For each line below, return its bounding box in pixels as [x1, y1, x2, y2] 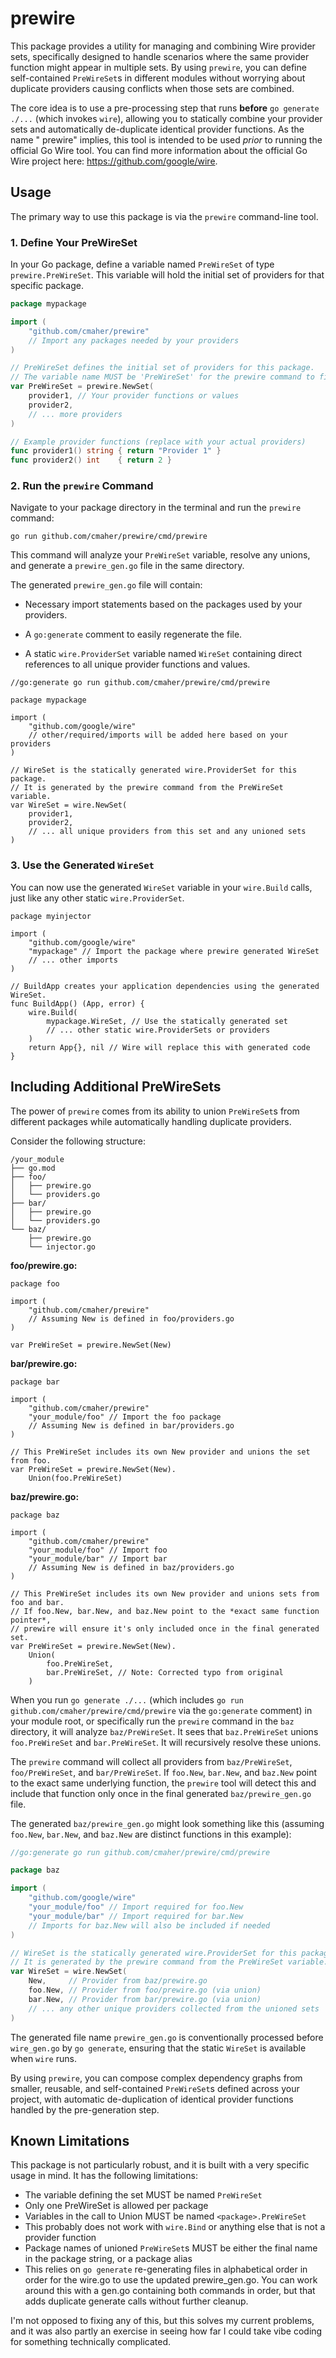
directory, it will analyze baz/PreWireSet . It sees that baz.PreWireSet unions [10, 1725, 319, 1737]
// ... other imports [28, 955, 118, 965]
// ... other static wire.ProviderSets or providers [46, 1025, 271, 1035]
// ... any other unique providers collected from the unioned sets [28, 2003, 320, 2014]
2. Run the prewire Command [10, 479, 154, 493]
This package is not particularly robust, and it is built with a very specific [10, 2159, 310, 2171]
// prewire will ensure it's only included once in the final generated [10, 1623, 320, 1634]
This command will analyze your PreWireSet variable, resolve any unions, [10, 549, 311, 561]
